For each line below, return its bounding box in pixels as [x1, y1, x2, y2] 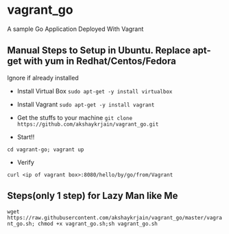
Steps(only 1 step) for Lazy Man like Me [7, 190, 178, 202]
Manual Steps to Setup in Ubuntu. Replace [7, 45, 191, 56]
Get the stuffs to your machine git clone [16, 113, 132, 121]
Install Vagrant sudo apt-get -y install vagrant [16, 100, 155, 108]
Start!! [16, 132, 35, 141]
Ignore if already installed [7, 73, 79, 82]
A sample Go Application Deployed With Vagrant [7, 25, 144, 33]
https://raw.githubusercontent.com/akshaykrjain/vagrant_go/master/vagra [7, 214, 223, 221]
